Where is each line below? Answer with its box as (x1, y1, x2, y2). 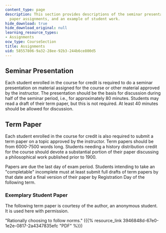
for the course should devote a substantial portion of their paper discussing (5, 149, 159, 155)
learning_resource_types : (5, 30, 58, 35)
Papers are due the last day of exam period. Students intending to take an (5, 164, 155, 170)
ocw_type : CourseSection (5, 39, 56, 44)
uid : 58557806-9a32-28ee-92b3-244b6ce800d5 (5, 48, 96, 53)
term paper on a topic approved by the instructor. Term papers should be (5, 138, 154, 144)
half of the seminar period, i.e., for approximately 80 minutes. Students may (5, 96, 159, 101)
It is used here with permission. (5, 208, 69, 214)
